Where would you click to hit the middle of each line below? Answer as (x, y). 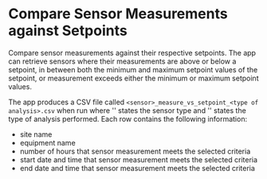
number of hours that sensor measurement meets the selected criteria (135, 151)
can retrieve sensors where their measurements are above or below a (122, 61)
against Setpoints (68, 31)
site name (36, 134)
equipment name (47, 142)
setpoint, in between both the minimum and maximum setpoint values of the (133, 69)
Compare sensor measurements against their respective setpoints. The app (132, 53)
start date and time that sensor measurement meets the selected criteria (138, 159)
